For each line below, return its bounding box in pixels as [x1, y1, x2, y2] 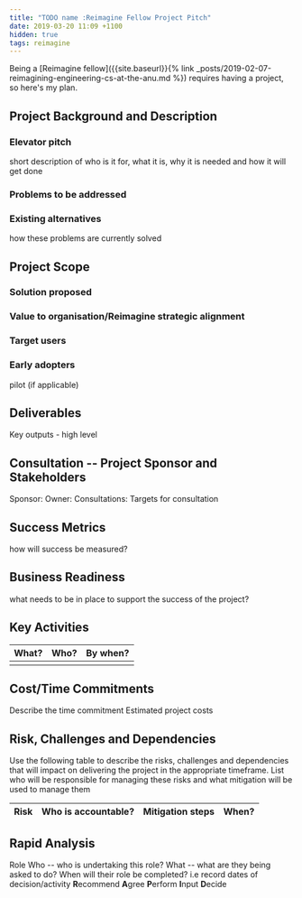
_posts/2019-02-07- [196, 63, 272, 74]
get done [9, 165, 43, 176]
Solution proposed [9, 286, 93, 299]
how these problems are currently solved [9, 233, 162, 244]
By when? [86, 646, 130, 659]
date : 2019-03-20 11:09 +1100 [9, 22, 124, 31]
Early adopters [9, 358, 76, 371]
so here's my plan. [9, 82, 78, 93]
